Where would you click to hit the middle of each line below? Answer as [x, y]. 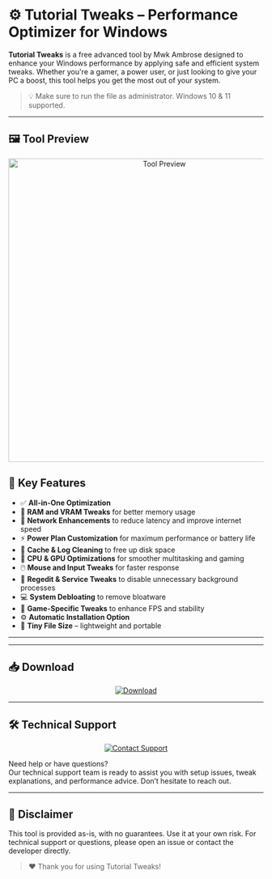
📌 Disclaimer [41, 814]
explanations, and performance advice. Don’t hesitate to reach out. [120, 781]
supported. [47, 105]
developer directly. [40, 851]
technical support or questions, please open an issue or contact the [121, 842]
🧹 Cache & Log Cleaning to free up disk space [98, 550]
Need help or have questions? [58, 764]
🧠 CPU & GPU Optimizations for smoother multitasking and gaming [132, 558]
